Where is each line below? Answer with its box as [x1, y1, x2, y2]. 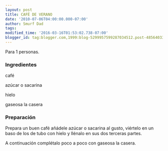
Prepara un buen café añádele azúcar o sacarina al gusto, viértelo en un [5, 125, 154, 131]
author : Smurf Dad [5, 21, 43, 26]
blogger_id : [5, 35, 30, 40]
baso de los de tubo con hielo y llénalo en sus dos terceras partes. [5, 131, 142, 137]
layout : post [5, 7, 32, 12]
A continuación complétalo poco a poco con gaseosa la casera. [5, 140, 136, 146]
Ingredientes [5, 61, 37, 68]
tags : [5, 26, 16, 31]
